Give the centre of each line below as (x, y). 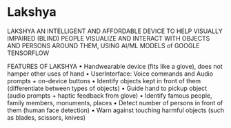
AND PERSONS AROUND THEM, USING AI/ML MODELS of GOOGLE (103, 45)
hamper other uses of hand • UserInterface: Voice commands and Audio (110, 74)
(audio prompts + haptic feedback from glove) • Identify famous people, (110, 95)
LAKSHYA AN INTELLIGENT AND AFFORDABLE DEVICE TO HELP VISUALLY (115, 31)
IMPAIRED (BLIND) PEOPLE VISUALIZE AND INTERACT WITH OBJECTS (109, 38)
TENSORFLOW (28, 53)
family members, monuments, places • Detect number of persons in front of (115, 103)
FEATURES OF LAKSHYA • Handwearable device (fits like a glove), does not (115, 66)
